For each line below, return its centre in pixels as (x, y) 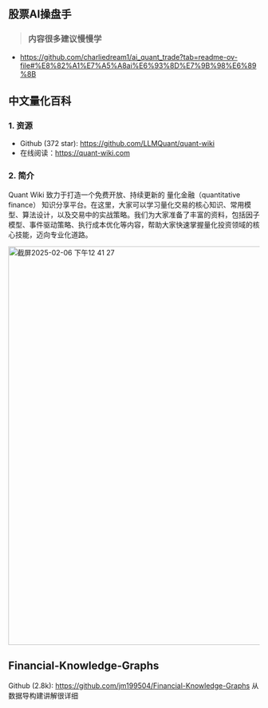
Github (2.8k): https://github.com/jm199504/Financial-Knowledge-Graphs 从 (134, 686)
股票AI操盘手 (40, 14)
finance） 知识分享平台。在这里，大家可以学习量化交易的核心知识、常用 (126, 204)
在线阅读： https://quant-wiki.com (75, 153)
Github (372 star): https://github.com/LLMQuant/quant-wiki (117, 144)
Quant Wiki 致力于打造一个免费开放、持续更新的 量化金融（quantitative (124, 195)
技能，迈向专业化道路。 (53, 235)
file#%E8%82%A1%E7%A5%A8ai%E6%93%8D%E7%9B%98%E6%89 (138, 65)
